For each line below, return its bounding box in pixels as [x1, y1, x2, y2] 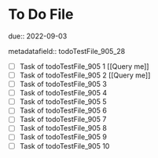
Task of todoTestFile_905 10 [19, 141, 110, 150]
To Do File [8, 5, 74, 23]
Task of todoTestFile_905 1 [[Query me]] [19, 61, 149, 71]
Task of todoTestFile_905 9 [19, 132, 108, 142]
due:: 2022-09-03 [8, 31, 68, 41]
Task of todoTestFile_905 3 [19, 80, 108, 89]
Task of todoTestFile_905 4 [19, 88, 108, 98]
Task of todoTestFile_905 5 [19, 97, 107, 106]
